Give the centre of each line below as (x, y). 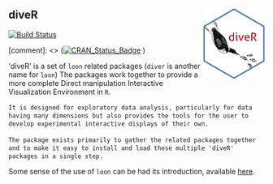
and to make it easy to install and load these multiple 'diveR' (121, 148)
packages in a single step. (56, 156)
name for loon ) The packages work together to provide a (103, 75)
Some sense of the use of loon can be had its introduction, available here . (132, 171)
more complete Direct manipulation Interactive (86, 83)
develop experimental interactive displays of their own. (108, 124)
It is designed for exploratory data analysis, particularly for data (130, 107)
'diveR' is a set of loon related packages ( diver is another (104, 66)
